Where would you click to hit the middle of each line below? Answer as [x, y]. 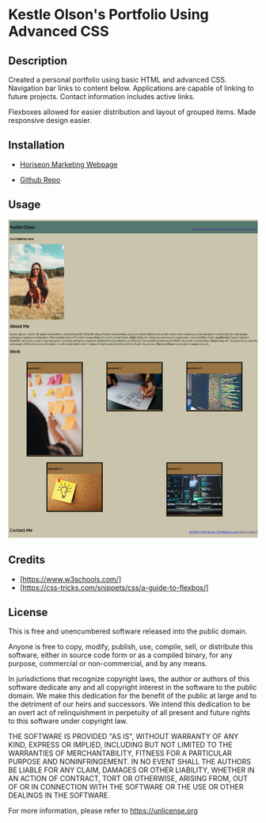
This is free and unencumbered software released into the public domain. [128, 631]
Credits [27, 560]
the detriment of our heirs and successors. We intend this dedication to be [129, 704]
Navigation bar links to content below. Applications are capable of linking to [131, 88]
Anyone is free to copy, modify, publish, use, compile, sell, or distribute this [131, 647]
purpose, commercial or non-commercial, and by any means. [108, 664]
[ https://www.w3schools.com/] [70, 579]
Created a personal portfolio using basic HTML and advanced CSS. [118, 80]
